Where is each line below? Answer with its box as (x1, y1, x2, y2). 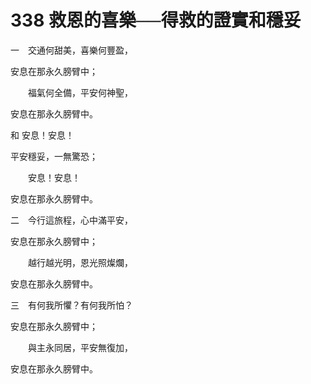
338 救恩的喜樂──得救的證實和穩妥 (10, 9, 302, 32)
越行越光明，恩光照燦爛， (27, 256, 133, 268)
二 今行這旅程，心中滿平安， (10, 214, 133, 226)
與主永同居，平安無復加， (27, 341, 133, 353)
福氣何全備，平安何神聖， (27, 86, 133, 98)
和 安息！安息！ (10, 129, 75, 141)
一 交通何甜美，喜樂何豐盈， (10, 44, 133, 56)
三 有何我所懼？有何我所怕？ (10, 299, 133, 311)
